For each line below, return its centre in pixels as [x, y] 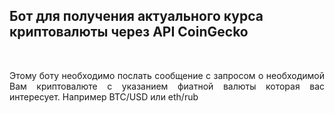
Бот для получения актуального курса [136, 16]
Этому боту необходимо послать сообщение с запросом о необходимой [167, 75]
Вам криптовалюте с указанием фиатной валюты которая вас [167, 86]
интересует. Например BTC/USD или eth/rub [104, 96]
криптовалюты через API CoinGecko [129, 32]
